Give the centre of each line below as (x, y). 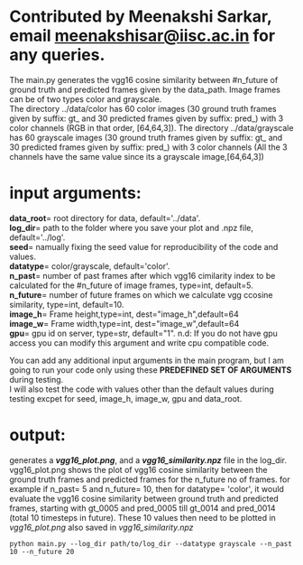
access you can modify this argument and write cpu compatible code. (139, 343)
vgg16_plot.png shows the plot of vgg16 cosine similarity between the (138, 469)
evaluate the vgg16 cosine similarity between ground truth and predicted (144, 498)
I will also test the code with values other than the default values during (142, 389)
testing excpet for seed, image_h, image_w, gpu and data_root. (126, 398)
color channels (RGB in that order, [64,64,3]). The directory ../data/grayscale (151, 127)
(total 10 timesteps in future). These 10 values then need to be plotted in (143, 517)
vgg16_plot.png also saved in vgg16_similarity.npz (101, 527)
